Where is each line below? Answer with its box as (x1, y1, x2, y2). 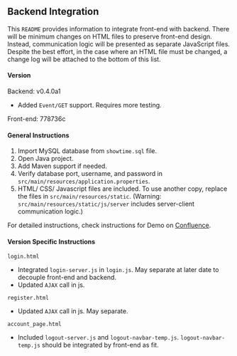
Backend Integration (7, 6, 99, 18)
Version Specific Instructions (7, 237, 96, 246)
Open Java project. (17, 155, 74, 163)
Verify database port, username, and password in (17, 169, 163, 178)
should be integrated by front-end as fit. (41, 341, 159, 350)
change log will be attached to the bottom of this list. (7, 55, 161, 63)
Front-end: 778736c (7, 115, 66, 123)
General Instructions (7, 131, 70, 140)
